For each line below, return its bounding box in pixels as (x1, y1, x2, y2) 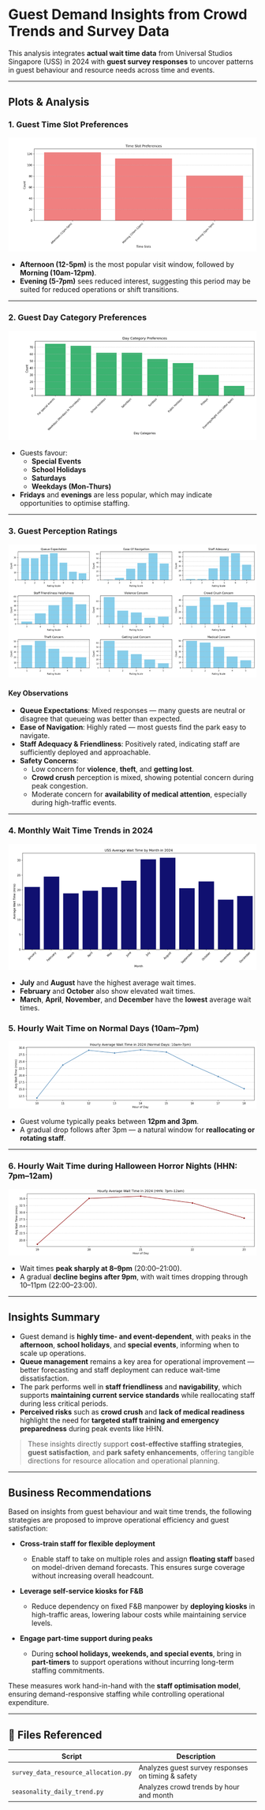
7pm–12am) (8, 1170, 54, 1181)
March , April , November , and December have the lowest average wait (19, 995, 252, 1004)
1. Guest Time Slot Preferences (8, 119, 129, 130)
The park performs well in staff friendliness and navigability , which (19, 1381, 242, 1391)
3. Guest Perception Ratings (8, 526, 118, 537)
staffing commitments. (31, 1666, 105, 1675)
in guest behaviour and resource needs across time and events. (8, 65, 215, 74)
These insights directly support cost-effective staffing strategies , (27, 1439, 244, 1448)
